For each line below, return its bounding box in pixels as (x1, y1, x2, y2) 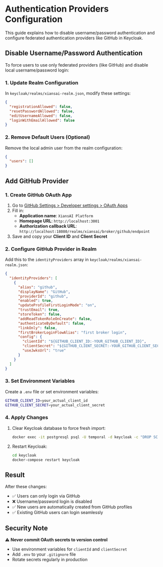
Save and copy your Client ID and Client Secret (12, 233, 108, 239)
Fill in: (12, 208, 24, 213)
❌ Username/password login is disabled (12, 498, 92, 504)
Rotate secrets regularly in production (12, 557, 88, 563)
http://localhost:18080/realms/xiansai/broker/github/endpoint (19, 229, 150, 234)
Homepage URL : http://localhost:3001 (19, 218, 100, 224)
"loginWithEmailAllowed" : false (9, 118, 75, 123)
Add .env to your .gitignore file (12, 551, 76, 557)
